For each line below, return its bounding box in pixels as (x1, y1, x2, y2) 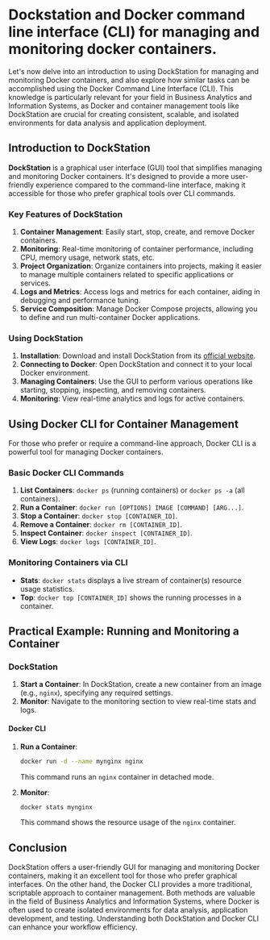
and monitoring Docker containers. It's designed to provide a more (8, 171, 230, 181)
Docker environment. (19, 368, 90, 378)
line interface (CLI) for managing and (8, 23, 260, 41)
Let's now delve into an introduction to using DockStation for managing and (8, 66, 260, 76)
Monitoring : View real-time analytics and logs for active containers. (19, 393, 246, 404)
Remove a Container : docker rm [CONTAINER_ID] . (19, 520, 183, 530)
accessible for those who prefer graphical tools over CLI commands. (8, 188, 236, 198)
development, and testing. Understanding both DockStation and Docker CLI (8, 913, 260, 924)
